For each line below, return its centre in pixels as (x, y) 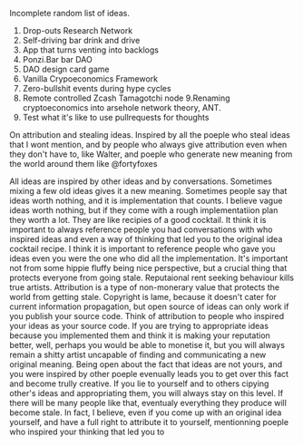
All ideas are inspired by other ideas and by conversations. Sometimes (141, 181)
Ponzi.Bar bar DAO (58, 59)
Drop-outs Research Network (78, 30)
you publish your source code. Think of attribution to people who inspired (147, 316)
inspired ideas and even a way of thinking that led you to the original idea (146, 239)
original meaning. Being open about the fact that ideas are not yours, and (146, 364)
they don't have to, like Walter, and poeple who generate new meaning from (151, 154)
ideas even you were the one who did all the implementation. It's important (149, 258)
